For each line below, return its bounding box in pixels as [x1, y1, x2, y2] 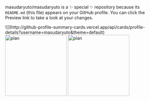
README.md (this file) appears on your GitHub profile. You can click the [5, 10, 145, 15]
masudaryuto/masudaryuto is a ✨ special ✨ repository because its [5, 4, 140, 10]
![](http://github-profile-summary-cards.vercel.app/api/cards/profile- [5, 24, 145, 30]
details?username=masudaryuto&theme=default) [5, 29, 105, 35]
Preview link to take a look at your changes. [5, 15, 93, 20]
